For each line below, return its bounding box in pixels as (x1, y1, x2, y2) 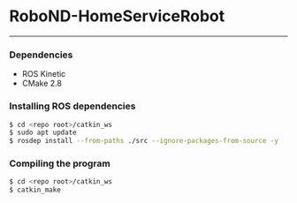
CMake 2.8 (21, 78, 62, 89)
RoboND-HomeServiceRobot (9, 6, 225, 26)
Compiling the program (9, 157, 110, 169)
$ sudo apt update (9, 128, 77, 138)
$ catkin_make (9, 185, 62, 195)
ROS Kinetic (21, 69, 66, 79)
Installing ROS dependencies (9, 100, 136, 112)
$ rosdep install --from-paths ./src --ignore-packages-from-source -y (9, 137, 278, 146)
